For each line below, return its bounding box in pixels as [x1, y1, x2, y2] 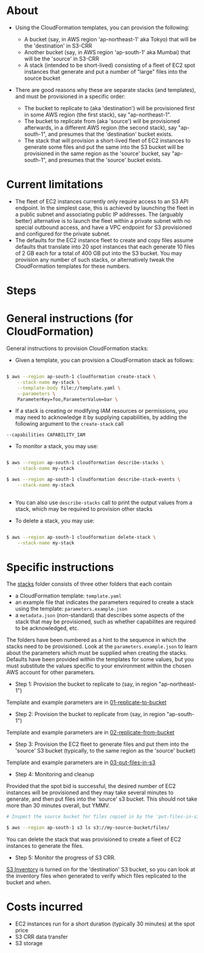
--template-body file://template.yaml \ [17, 385, 121, 391]
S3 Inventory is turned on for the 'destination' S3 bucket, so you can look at [6, 866, 195, 873]
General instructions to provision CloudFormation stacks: [6, 345, 149, 352]
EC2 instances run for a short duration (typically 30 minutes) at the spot [15, 920, 195, 927]
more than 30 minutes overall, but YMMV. [6, 802, 110, 809]
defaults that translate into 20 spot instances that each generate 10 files [15, 243, 195, 250]
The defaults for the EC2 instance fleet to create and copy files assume [15, 236, 194, 244]
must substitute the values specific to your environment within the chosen [6, 662, 191, 670]
